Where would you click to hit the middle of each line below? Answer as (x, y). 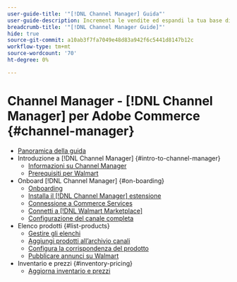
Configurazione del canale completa (81, 218)
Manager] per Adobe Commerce (104, 116)
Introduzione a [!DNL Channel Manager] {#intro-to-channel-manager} (119, 158)
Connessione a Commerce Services (80, 203)
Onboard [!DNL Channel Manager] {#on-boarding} (91, 180)
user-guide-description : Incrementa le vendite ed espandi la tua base (115, 20)
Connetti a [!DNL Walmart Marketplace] (85, 211)
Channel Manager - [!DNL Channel (110, 101)
